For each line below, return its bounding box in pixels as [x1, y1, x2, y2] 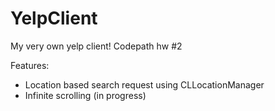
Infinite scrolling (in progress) [24, 89, 147, 101]
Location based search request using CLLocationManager [24, 78, 265, 91]
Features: [10, 59, 50, 71]
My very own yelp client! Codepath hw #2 [10, 40, 183, 52]
